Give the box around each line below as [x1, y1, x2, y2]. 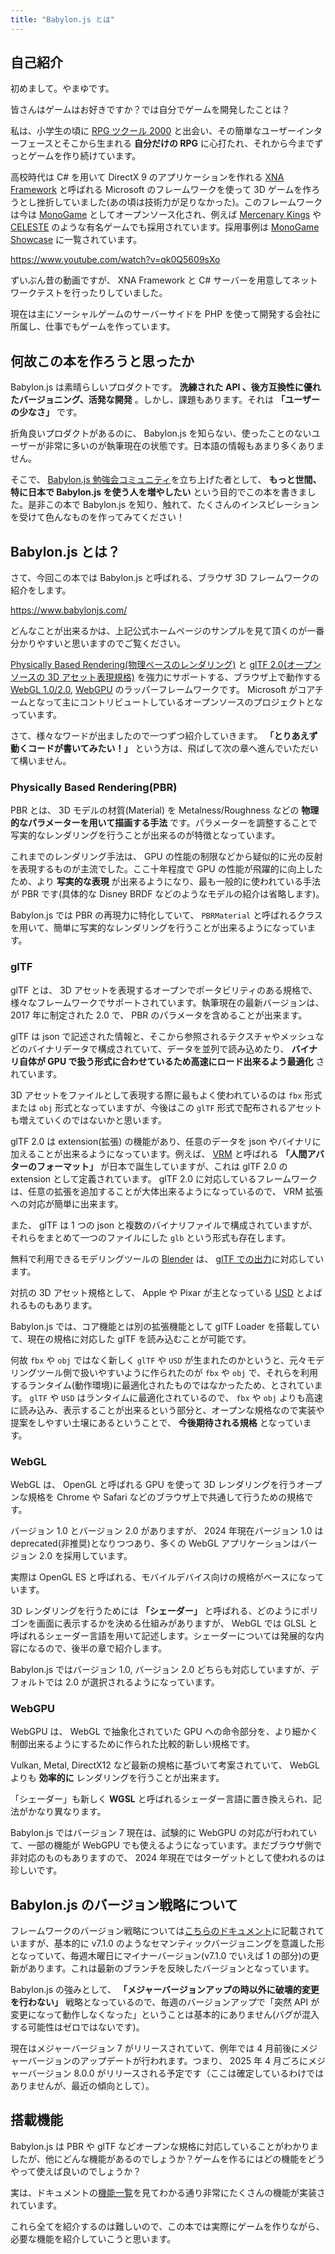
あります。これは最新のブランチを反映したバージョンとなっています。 [27, 1962, 315, 1975]
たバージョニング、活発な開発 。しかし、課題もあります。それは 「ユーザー [10, 394, 320, 406]
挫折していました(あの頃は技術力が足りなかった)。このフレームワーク [36, 196, 323, 208]
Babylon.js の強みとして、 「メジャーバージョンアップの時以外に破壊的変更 [10, 1984, 320, 1996]
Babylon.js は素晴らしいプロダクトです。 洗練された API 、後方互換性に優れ [10, 381, 322, 393]
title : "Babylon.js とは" [10, 14, 115, 25]
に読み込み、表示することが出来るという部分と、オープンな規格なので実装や [10, 1404, 325, 1416]
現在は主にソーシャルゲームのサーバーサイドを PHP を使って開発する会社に [10, 308, 322, 320]
